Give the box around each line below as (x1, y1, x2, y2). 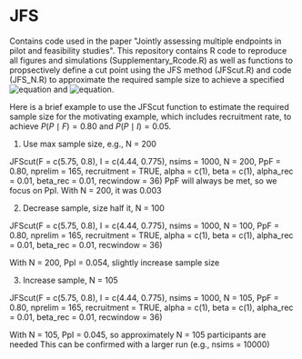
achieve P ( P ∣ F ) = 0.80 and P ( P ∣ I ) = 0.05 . (9, 120, 171, 132)
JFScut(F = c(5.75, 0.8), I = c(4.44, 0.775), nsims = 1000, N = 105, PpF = (9, 292, 279, 303)
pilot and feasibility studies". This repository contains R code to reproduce (9, 45, 287, 55)
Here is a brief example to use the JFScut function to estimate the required (9, 101, 289, 112)
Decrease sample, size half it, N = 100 (22, 202, 166, 214)
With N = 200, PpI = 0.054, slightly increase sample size (9, 256, 220, 268)
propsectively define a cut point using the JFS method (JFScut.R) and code (9, 65, 292, 75)
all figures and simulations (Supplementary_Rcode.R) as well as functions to (9, 55, 294, 65)
